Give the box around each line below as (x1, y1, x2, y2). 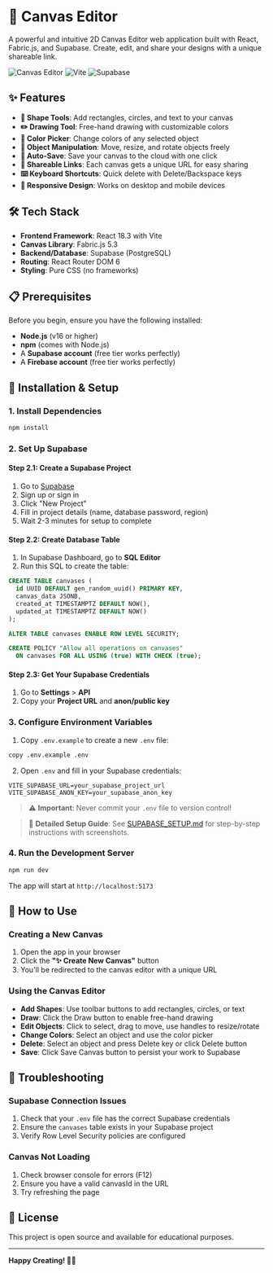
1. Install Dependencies (8, 405, 102, 416)
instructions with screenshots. (28, 827, 130, 837)
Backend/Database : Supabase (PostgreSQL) (19, 248, 171, 257)
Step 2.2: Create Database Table (8, 534, 120, 544)
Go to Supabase (19, 481, 75, 491)
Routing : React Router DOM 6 (19, 257, 120, 266)
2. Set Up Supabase (8, 443, 88, 454)
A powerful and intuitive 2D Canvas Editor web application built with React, (8, 34, 259, 44)
